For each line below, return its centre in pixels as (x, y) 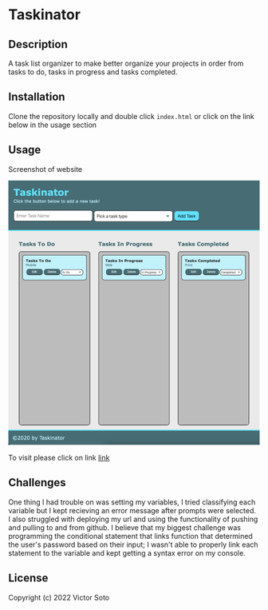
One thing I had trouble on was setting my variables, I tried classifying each (132, 502)
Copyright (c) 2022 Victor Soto (59, 597)
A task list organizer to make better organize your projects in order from (126, 63)
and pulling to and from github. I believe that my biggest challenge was (125, 527)
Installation (37, 97)
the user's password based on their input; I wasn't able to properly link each (133, 544)
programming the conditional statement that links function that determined (130, 536)
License (28, 578)
